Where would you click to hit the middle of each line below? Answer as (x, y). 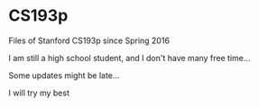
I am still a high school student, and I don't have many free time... (129, 58)
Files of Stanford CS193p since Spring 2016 (89, 40)
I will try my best (39, 93)
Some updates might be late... (64, 75)
